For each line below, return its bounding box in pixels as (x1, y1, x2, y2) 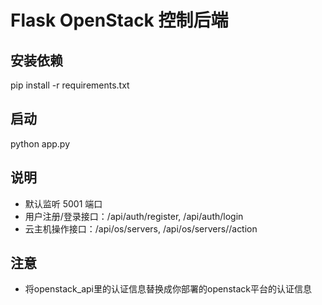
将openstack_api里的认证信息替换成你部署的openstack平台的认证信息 (24, 283, 312, 295)
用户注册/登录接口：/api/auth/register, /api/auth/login (24, 210, 244, 222)
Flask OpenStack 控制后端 (10, 9, 229, 32)
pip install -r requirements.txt (10, 79, 130, 91)
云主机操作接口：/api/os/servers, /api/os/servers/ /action (24, 222, 258, 235)
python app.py (10, 137, 71, 150)
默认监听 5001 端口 (24, 197, 103, 210)
